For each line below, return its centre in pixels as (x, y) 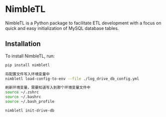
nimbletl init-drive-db (30, 111)
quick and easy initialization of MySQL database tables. (62, 28)
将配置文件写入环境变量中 (27, 74)
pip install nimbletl (28, 65)
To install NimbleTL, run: (30, 56)
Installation (23, 44)
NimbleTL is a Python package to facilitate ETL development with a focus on (83, 23)
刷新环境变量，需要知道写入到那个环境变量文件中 (48, 88)
